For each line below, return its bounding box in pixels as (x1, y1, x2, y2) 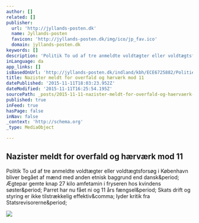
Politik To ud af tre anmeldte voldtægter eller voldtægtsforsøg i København (6, 167, 188, 174)
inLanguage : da (6, 58, 44, 64)
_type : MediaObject (6, 125, 54, 130)
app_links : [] (6, 63, 41, 70)
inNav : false (6, 113, 38, 119)
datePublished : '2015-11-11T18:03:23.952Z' (6, 81, 115, 87)
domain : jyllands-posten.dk (11, 42, 81, 48)
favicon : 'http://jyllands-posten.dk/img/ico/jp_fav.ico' (11, 36, 158, 42)
